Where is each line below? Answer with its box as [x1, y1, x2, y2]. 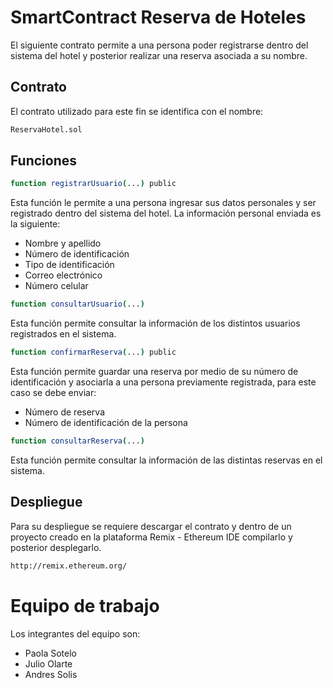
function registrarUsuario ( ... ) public [10, 179, 177, 189]
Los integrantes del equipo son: [10, 627, 141, 640]
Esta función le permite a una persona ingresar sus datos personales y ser [10, 197, 317, 209]
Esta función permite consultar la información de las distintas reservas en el [10, 454, 323, 466]
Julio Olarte [24, 657, 73, 670]
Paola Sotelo [24, 647, 77, 659]
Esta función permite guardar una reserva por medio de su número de [10, 366, 299, 378]
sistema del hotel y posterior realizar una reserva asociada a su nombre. [10, 49, 308, 61]
